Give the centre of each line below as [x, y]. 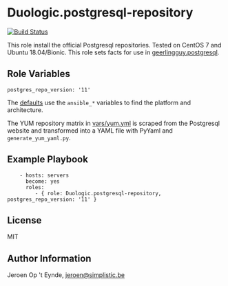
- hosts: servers [44, 175]
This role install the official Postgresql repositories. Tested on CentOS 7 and [114, 45]
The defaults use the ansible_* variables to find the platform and [99, 102]
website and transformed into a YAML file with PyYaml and [90, 130]
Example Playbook [48, 159]
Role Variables [39, 74]
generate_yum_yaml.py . [39, 137]
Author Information [49, 258]
